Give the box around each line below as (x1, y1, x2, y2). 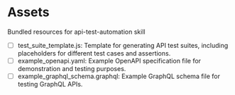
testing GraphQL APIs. (17, 80, 83, 89)
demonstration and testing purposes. (17, 65, 126, 73)
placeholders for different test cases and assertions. (17, 49, 171, 57)
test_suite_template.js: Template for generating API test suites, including (17, 41, 229, 49)
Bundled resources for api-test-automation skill (7, 27, 146, 36)
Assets (7, 4, 50, 20)
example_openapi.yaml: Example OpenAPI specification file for (17, 57, 201, 65)
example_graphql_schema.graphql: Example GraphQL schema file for (17, 72, 220, 81)
